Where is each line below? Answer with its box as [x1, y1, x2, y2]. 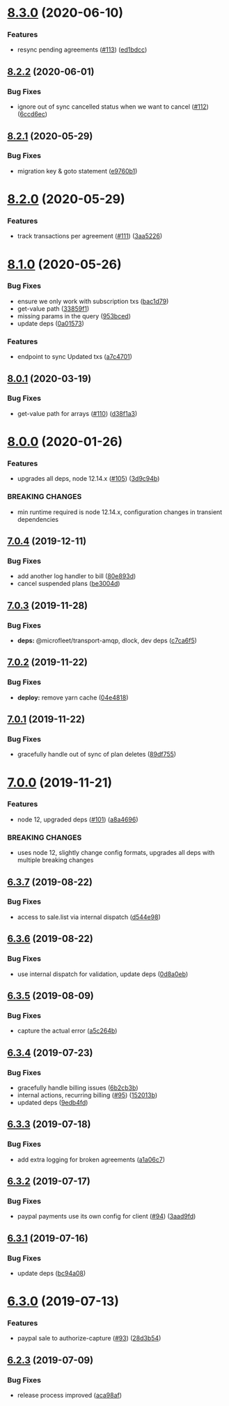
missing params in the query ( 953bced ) [17, 311, 131, 320]
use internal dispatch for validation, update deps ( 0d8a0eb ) [17, 970, 189, 978]
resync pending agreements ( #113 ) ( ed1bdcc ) [17, 45, 148, 54]
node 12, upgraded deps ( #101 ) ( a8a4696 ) [17, 815, 139, 824]
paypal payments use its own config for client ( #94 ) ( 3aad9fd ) [17, 1212, 196, 1221]
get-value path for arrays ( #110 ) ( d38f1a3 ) [17, 409, 138, 417]
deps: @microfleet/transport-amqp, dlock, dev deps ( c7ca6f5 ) [17, 636, 197, 644]
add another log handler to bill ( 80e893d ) [17, 572, 136, 580]
